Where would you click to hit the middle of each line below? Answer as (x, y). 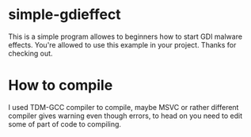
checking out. (30, 53)
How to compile (61, 86)
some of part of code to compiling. (65, 124)
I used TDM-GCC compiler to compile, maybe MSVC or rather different (124, 107)
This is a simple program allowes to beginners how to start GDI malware (125, 36)
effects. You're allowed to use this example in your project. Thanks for (122, 44)
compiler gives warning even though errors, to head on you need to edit (125, 116)
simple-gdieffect (65, 15)
